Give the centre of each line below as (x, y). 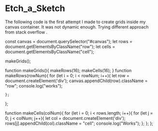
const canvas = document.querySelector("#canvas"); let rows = (69, 41)
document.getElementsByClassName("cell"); (50, 52)
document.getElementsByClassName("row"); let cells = (60, 46)
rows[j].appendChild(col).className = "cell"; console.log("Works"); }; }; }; (79, 123)
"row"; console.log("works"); (34, 86)
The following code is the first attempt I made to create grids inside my (75, 22)
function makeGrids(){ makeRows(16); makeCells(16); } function (68, 70)
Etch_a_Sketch (35, 8)
